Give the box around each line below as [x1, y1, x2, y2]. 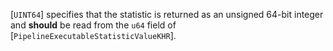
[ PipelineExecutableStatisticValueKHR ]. [10, 30, 177, 41]
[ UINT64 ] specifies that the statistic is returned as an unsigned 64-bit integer [10, 9, 324, 20]
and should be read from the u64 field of [10, 19, 177, 31]
